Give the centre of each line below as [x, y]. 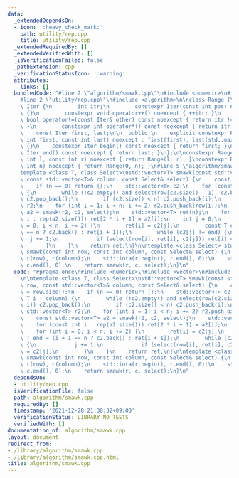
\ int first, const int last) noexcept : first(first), [105, 139]
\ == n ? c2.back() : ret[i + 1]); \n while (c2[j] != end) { [124, 232]
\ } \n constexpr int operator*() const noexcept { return [119, 126]
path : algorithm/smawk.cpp [54, 398]
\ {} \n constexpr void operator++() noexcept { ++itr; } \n [121, 113]
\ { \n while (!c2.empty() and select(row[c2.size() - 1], [119, 193]
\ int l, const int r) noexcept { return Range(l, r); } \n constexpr [124, 160]
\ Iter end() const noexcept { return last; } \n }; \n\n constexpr [117, 153]
